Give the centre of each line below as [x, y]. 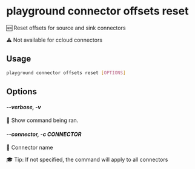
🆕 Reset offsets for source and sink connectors [66, 28]
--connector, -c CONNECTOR [44, 134]
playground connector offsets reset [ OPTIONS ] [66, 73]
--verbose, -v [24, 107]
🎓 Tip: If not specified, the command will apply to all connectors [87, 160]
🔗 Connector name [30, 148]
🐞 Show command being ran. [42, 120]
